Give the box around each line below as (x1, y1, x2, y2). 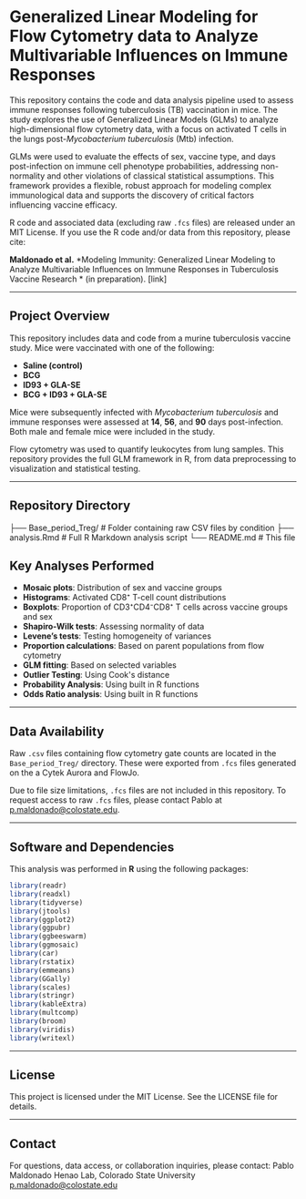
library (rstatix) (9, 957, 76, 967)
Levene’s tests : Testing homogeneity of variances (22, 630, 212, 641)
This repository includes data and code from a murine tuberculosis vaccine (9, 333, 291, 343)
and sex (22, 611, 53, 622)
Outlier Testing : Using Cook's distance (22, 670, 170, 681)
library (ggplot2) (9, 915, 76, 924)
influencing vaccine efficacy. (9, 199, 117, 210)
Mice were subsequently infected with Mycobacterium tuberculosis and (9, 406, 280, 417)
